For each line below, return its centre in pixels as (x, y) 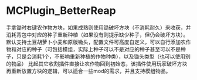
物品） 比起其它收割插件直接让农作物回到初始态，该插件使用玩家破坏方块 (99, 63)
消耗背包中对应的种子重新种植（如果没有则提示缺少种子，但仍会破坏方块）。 (97, 34)
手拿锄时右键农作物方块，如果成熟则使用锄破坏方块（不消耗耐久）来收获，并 (98, 27)
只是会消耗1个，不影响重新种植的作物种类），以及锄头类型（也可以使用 (101, 56)
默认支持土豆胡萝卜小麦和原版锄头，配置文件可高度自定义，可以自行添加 (93, 42)
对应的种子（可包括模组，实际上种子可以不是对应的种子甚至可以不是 (98, 49)
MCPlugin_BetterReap (61, 11)
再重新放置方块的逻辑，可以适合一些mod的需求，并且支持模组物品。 (89, 71)
